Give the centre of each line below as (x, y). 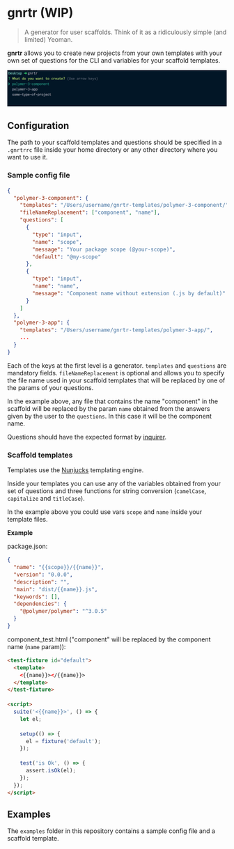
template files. (28, 520)
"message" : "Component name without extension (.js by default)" (129, 293)
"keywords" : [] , (37, 597)
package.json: (28, 546)
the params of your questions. (50, 387)
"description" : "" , (42, 582)
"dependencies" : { (40, 604)
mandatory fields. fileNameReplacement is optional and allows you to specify (116, 373)
